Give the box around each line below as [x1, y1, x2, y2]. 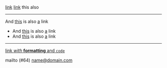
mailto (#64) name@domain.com [5, 57, 73, 63]
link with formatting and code [5, 48, 65, 54]
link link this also [5, 4, 39, 10]
